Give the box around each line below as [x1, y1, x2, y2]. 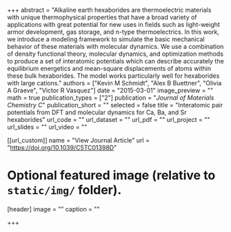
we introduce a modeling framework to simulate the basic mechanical [7, 35, 205, 43]
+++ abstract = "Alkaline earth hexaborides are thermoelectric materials [7, 6, 212, 14]
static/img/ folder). [7, 182, 122, 198]
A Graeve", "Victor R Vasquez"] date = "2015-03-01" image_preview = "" [7, 86, 214, 94]
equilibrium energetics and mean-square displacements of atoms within [7, 65, 212, 72]
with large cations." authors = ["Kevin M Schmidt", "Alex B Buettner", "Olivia [7, 79, 222, 87]
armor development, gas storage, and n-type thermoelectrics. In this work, [7, 28, 219, 36]
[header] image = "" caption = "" [7, 204, 100, 213]
